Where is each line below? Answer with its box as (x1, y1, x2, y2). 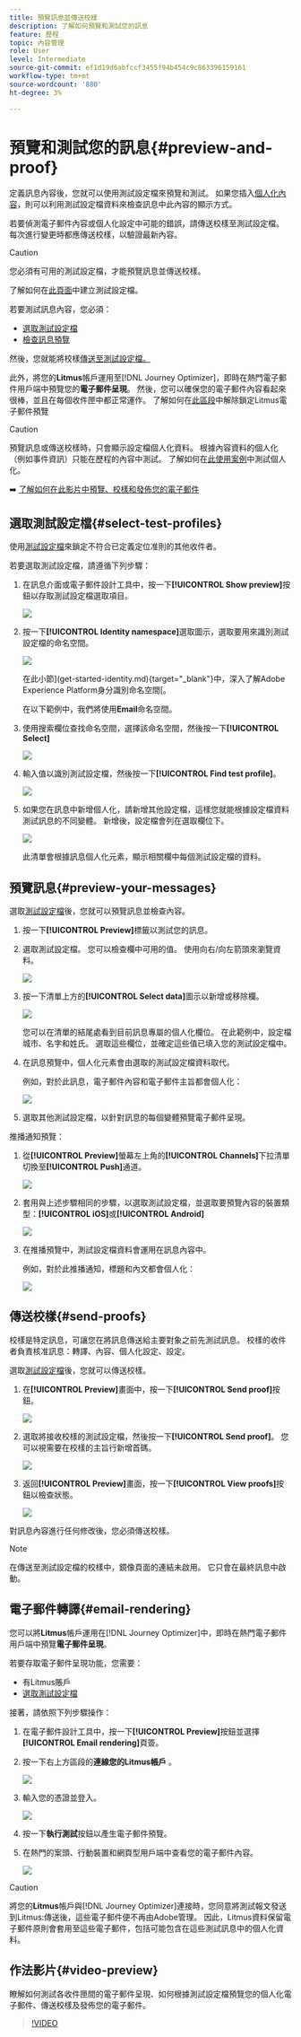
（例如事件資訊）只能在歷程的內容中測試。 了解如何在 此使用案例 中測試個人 (9, 454, 287, 465)
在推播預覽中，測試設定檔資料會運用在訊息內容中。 (21, 1245, 211, 1255)
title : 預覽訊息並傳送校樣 (9, 13, 99, 22)
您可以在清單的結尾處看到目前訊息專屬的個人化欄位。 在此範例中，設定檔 (21, 1027, 292, 1037)
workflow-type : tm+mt (9, 72, 90, 81)
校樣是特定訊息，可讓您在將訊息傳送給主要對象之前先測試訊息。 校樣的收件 (9, 1334, 287, 1345)
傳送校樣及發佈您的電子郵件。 (39, 1999, 150, 2010)
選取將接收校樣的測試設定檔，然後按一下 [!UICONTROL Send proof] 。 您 (21, 1430, 289, 1441)
